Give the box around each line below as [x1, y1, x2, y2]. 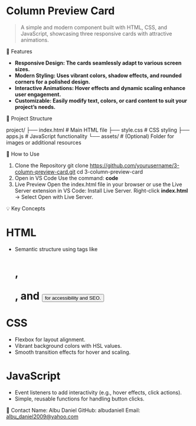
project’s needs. [14, 103, 56, 110]
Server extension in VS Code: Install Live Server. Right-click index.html [14, 187, 188, 194]
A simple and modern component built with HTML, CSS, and [20, 24, 167, 31]
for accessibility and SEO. [44, 295, 102, 302]
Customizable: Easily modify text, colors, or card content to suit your [14, 97, 188, 104]
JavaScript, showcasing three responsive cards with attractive [20, 30, 172, 37]
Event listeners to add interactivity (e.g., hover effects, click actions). [14, 389, 182, 396]
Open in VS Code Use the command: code [14, 174, 119, 181]
